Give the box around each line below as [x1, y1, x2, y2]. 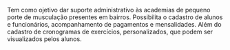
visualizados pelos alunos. [7, 35, 82, 43]
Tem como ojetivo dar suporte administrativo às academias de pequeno [7, 6, 211, 14]
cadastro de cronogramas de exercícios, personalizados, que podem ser [7, 27, 213, 36]
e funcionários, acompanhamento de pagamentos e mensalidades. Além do [7, 21, 222, 28]
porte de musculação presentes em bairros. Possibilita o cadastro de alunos [7, 13, 223, 21]
